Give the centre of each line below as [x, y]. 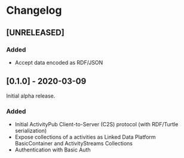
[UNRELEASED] [35, 33]
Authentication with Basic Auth [53, 150]
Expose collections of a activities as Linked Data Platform [85, 137]
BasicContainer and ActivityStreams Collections [74, 143]
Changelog [34, 10]
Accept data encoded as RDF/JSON [59, 62]
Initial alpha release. [31, 96]
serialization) [31, 130]
